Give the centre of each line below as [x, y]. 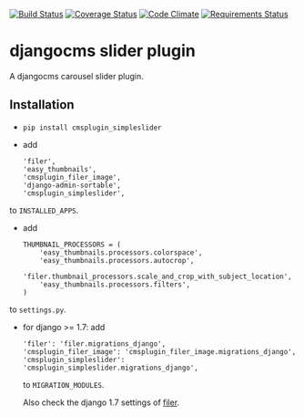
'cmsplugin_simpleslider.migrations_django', [110, 368]
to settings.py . [38, 309]
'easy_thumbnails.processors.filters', [115, 284]
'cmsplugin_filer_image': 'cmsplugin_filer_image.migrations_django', [159, 351]
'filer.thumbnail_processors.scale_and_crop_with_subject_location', [157, 276]
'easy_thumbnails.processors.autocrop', [117, 260]
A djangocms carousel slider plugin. [76, 76]
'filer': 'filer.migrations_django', [94, 344]
